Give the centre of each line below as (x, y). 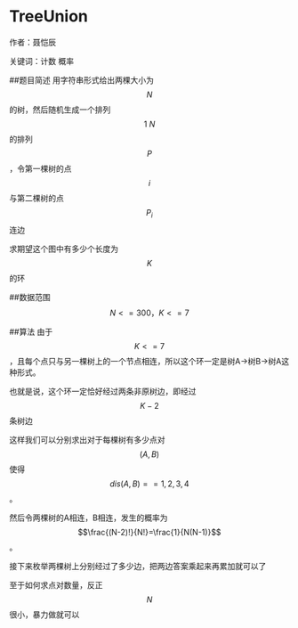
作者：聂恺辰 (32, 42)
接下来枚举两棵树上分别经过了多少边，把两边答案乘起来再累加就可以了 (138, 566)
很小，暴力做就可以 (44, 614)
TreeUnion (49, 16)
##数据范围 (30, 297)
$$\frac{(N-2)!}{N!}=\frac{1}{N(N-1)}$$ (149, 532)
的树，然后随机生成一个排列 (60, 110)
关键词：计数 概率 (41, 61)
